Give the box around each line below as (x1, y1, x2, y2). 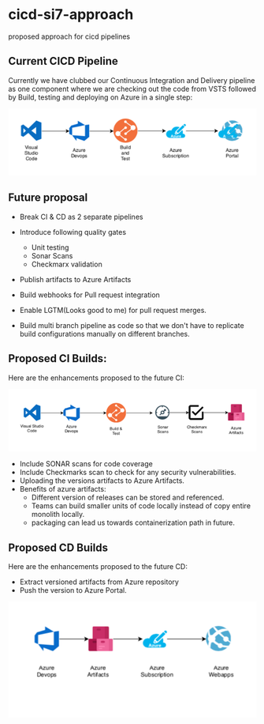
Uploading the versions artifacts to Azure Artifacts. (19, 476, 185, 485)
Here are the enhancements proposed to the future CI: (8, 373, 185, 383)
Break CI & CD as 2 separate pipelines (19, 212, 143, 221)
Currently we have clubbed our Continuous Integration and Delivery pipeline (8, 75, 255, 85)
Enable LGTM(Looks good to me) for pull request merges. (19, 305, 207, 315)
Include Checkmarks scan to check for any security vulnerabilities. (19, 468, 236, 477)
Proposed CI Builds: (8, 352, 107, 365)
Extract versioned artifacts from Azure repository (19, 577, 180, 586)
